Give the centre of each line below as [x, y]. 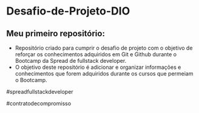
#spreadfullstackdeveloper [40, 92]
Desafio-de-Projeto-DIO [68, 11]
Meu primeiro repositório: [56, 34]
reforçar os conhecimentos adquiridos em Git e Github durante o [96, 54]
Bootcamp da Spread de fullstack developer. [71, 61]
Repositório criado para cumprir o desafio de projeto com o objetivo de [104, 48]
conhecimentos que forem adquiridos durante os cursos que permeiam [104, 73]
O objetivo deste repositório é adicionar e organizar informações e [98, 67]
